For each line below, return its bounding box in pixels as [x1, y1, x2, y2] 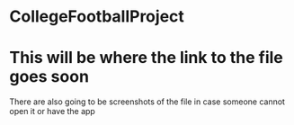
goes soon [9, 67, 90, 87]
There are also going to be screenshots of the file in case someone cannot [9, 96, 286, 107]
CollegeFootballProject [9, 6, 184, 27]
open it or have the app [9, 106, 96, 117]
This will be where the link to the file [9, 48, 283, 68]
